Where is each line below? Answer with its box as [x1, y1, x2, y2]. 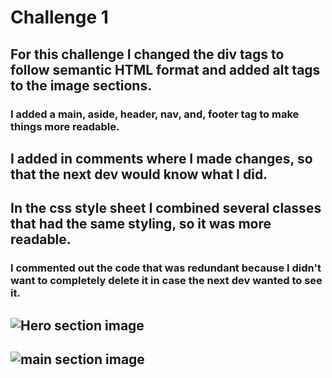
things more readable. [10, 119, 120, 133]
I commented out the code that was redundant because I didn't [10, 261, 322, 275]
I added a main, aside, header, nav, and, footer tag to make [10, 107, 300, 121]
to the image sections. [10, 77, 153, 94]
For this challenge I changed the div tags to [10, 46, 285, 63]
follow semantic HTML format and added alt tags [10, 61, 321, 78]
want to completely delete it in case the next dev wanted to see [10, 274, 323, 288]
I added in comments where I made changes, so [10, 150, 313, 167]
